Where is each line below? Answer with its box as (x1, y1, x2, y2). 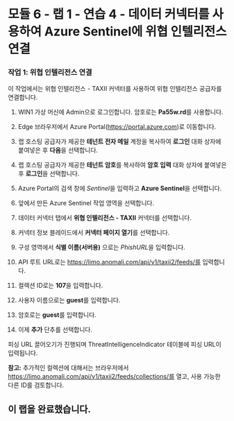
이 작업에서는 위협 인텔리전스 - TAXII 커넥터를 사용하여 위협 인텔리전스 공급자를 (8, 85, 222, 93)
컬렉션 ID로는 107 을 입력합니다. (17, 282, 103, 290)
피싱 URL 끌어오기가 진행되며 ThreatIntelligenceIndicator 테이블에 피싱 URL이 (8, 341, 222, 349)
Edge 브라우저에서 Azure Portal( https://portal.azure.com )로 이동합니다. (17, 123, 217, 131)
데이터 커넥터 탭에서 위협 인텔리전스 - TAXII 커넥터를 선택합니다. (17, 214, 192, 222)
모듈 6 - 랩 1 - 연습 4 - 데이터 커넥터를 (8, 6, 210, 22)
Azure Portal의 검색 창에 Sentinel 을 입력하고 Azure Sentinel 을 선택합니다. (17, 184, 222, 193)
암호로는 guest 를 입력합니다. (17, 311, 97, 319)
